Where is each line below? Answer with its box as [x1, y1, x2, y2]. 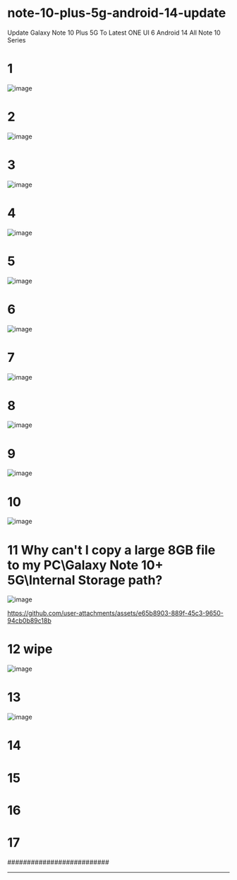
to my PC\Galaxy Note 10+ [7, 557, 164, 573]
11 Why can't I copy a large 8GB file [7, 542, 216, 558]
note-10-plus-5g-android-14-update [7, 5, 226, 21]
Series [7, 35, 26, 44]
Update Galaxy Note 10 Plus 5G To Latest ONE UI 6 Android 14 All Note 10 [7, 28, 221, 37]
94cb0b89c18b [7, 616, 51, 625]
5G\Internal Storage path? [7, 572, 163, 588]
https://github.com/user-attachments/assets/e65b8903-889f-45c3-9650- [7, 609, 224, 618]
